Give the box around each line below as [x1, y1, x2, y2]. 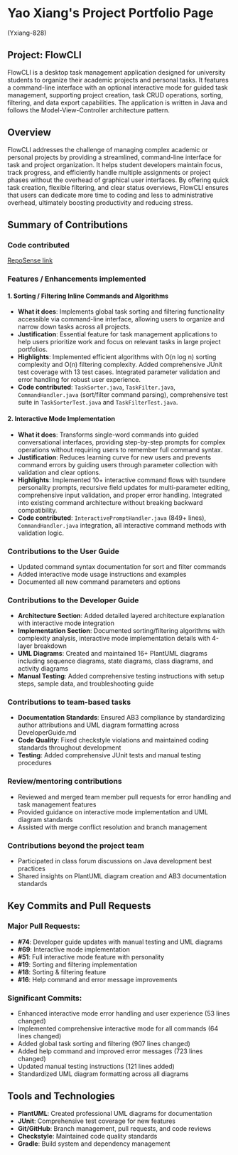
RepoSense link [7, 256, 53, 265]
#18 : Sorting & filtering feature [17, 967, 107, 976]
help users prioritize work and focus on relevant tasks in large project [17, 338, 221, 346]
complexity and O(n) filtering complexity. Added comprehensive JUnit [17, 361, 222, 369]
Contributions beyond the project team [7, 841, 144, 851]
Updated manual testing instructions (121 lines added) [17, 1062, 175, 1071]
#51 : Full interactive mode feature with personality [17, 952, 165, 961]
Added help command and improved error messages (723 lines [17, 1047, 203, 1055]
